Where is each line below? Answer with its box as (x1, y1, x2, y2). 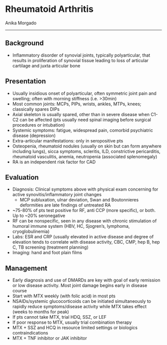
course (12, 288, 27, 294)
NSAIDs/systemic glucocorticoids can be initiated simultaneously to (12, 298, 152, 304)
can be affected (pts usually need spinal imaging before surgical (19, 117, 152, 123)
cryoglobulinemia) (12, 228, 50, 234)
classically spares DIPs (12, 106, 60, 112)
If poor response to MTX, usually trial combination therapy (12, 319, 132, 326)
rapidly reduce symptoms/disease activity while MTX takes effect (12, 304, 147, 310)
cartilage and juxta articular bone (12, 63, 81, 69)
